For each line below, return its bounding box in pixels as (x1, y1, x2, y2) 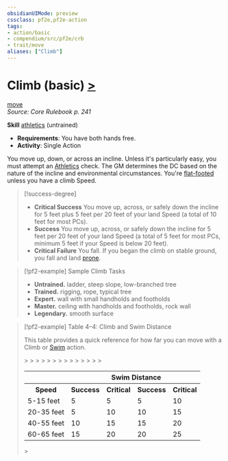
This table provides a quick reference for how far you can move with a (23, 336, 223, 344)
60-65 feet (27, 429, 65, 438)
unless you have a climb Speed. (7, 176, 97, 185)
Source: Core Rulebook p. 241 (7, 107, 91, 116)
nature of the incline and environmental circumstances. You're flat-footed (7, 169, 214, 177)
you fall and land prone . (34, 254, 101, 262)
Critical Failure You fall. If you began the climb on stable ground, (34, 246, 217, 254)
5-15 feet (27, 396, 60, 406)
